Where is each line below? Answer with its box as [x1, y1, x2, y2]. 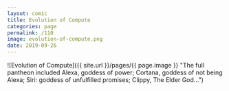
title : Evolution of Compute [7, 17, 91, 23]
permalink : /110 [7, 29, 54, 37]
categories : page [7, 23, 57, 30]
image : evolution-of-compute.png [7, 36, 103, 43]
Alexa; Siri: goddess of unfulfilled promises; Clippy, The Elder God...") [7, 76, 204, 83]
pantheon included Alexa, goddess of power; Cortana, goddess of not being [7, 68, 223, 77]
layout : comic [7, 10, 48, 17]
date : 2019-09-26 [7, 42, 57, 49]
